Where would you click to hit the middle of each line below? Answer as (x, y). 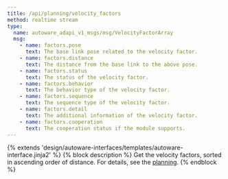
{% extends (24, 147)
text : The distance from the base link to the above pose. (111, 64)
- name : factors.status (54, 71)
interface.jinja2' (29, 155)
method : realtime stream (43, 20)
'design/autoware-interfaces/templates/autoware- (112, 147)
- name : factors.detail (54, 109)
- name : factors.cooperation (61, 122)
